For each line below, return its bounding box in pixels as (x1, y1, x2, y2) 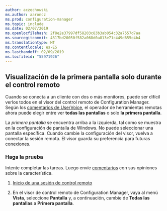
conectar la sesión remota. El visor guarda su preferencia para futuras (5, 136, 150, 142)
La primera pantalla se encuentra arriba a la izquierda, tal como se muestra (5, 120, 161, 126)
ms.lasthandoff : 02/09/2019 (5, 49, 64, 54)
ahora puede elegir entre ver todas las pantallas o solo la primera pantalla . (5, 110, 162, 116)
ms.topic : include (5, 21, 44, 27)
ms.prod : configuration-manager (5, 17, 73, 22)
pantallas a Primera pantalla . (12, 200, 74, 206)
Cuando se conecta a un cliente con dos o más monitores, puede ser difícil (5, 94, 160, 100)
